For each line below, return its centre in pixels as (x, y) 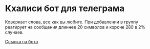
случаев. (14, 32)
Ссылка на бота (21, 41)
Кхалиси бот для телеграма (65, 8)
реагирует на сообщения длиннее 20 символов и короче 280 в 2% (75, 27)
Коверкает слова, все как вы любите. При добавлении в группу (72, 22)
